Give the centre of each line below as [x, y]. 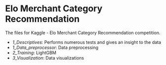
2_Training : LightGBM [34, 53]
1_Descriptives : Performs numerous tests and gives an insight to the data [87, 42]
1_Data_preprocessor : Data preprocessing [55, 47]
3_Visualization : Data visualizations [48, 58]
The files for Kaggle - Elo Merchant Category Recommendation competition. [83, 32]
